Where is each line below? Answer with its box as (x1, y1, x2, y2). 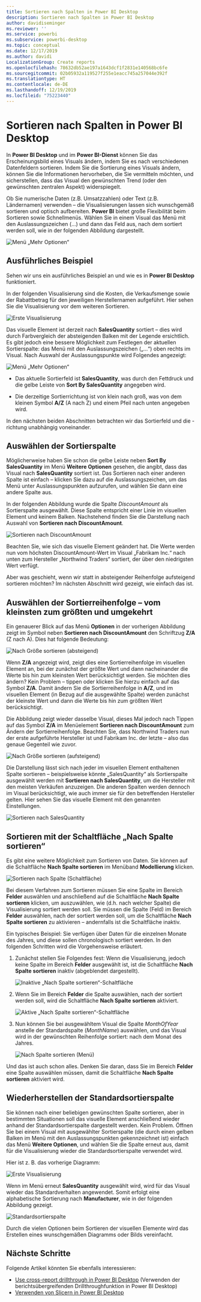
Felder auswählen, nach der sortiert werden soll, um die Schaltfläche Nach (6, 912, 192, 919)
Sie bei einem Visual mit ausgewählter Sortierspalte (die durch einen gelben (6, 1128, 194, 1135)
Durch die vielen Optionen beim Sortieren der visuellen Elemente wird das (6, 1224, 189, 1232)
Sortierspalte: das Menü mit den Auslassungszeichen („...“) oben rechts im (6, 345, 191, 352)
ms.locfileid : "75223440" (6, 93, 71, 99)
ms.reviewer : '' (6, 25, 47, 32)
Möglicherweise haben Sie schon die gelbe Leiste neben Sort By (6, 457, 166, 464)
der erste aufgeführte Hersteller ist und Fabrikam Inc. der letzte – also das (6, 735, 189, 742)
